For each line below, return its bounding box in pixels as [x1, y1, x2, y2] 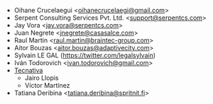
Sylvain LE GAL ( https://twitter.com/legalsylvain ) [13, 51, 156, 59]
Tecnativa [13, 67, 43, 74]
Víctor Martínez [24, 81, 70, 89]
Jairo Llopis [24, 74, 59, 82]
